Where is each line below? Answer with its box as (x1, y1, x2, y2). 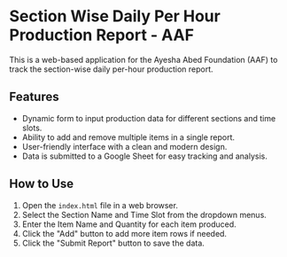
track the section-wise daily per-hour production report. (9, 64, 214, 74)
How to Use (9, 176, 74, 191)
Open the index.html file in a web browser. (21, 199, 179, 210)
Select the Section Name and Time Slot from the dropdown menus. (21, 209, 268, 220)
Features (9, 90, 59, 105)
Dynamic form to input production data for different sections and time (21, 113, 276, 123)
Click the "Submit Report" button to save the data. (21, 238, 206, 248)
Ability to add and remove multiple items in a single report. (21, 131, 236, 143)
